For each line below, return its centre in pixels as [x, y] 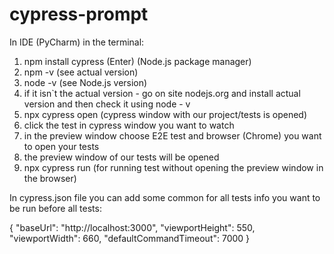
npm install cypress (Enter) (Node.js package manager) [137, 61]
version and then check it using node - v [107, 104]
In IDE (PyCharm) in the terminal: [77, 42]
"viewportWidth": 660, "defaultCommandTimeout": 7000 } [130, 238]
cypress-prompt [79, 14]
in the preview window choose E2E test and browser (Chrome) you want [172, 135]
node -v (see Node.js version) [85, 82]
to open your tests [61, 146]
